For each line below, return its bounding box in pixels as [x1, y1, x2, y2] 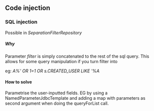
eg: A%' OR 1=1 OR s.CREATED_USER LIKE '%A [5, 68, 100, 74]
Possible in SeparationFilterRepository [5, 29, 82, 36]
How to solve [5, 79, 32, 85]
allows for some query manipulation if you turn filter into [5, 58, 118, 64]
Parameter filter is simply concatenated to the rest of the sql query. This [5, 53, 150, 59]
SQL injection [5, 19, 38, 25]
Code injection [5, 4, 50, 12]
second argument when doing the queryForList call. [5, 100, 109, 106]
